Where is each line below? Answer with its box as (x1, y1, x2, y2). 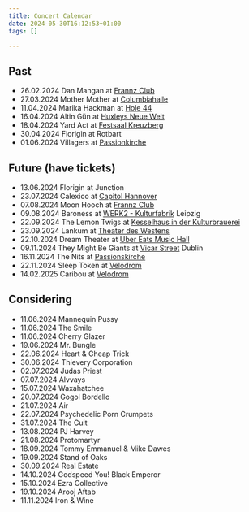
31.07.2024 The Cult (19, 418, 88, 427)
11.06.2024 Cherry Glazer (19, 331, 105, 341)
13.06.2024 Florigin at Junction (19, 183, 124, 192)
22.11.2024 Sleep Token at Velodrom (19, 261, 142, 270)
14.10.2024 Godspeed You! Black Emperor (19, 469, 161, 479)
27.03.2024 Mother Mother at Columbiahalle (19, 94, 169, 104)
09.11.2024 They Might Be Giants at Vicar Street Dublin (19, 243, 204, 253)
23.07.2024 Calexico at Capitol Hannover (19, 192, 158, 201)
